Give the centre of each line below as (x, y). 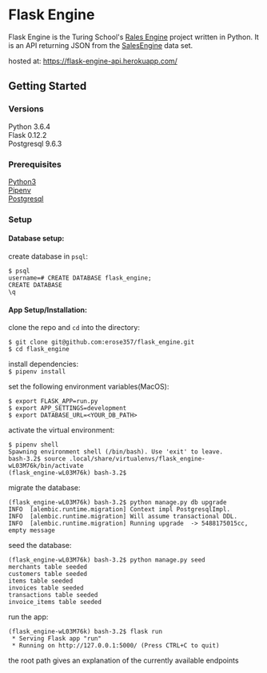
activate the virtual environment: (62, 430)
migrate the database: (44, 488)
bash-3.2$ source (37, 459)
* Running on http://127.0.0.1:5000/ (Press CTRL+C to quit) (116, 646)
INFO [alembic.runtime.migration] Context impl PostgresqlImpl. (119, 510)
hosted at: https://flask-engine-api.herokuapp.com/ (93, 61)
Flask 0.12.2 (28, 135)
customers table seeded (48, 574)
